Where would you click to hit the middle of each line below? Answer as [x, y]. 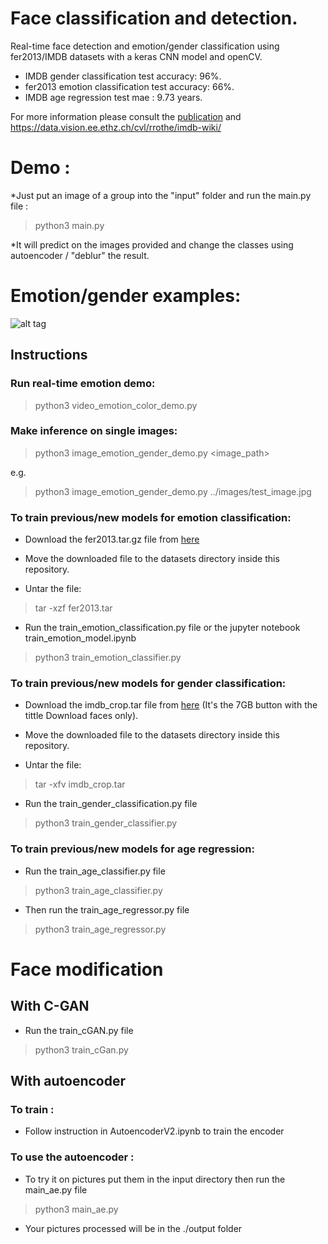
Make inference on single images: [94, 431]
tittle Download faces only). [81, 716]
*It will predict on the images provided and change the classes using [152, 244]
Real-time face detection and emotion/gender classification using [145, 46]
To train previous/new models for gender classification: [148, 684]
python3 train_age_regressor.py [100, 929]
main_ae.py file [56, 1189]
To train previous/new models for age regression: [132, 849]
